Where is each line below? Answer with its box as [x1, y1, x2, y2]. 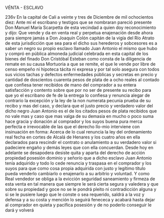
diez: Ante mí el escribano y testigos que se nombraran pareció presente [5, 20, 152, 25]
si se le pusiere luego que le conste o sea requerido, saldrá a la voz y [5, 191, 144, 197]
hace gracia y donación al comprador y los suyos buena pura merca [5, 118, 143, 124]
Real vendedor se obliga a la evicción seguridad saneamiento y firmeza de [5, 176, 156, 182]
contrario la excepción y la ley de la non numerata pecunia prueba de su [5, 98, 151, 103]
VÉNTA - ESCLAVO [5, 5, 44, 10]
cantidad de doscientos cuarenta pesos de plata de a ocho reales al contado [5, 77, 160, 82]
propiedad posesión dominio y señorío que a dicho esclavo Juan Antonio [5, 155, 152, 161]
